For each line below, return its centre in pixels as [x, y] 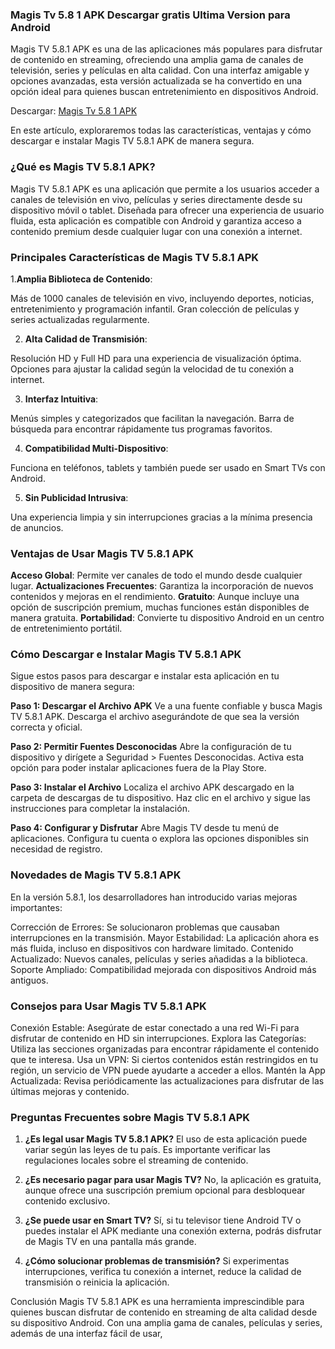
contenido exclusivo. [67, 1201]
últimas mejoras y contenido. [70, 1092]
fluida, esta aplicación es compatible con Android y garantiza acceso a [156, 220]
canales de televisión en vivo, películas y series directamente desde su [156, 199]
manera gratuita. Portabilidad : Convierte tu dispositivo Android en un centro [167, 618]
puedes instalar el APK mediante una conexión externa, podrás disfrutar [173, 1231]
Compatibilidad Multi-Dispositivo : [96, 448]
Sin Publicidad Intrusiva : [76, 497]
